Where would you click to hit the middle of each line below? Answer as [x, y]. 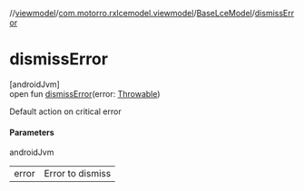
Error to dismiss [78, 174]
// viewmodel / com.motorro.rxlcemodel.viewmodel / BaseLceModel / [132, 13]
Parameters [32, 132]
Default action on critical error [65, 111]
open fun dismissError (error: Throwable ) [85, 93]
